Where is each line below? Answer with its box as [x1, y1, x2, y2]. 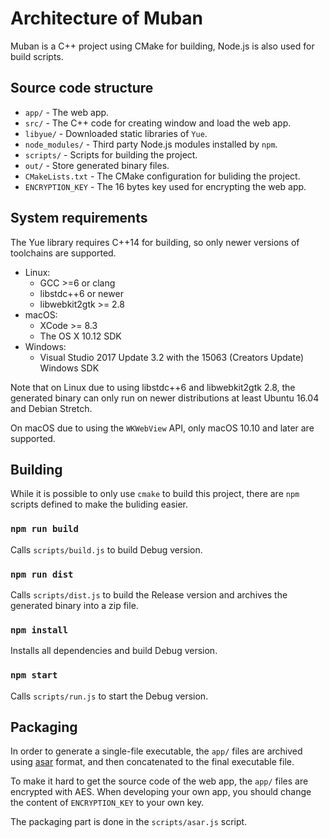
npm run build [10, 523, 79, 535]
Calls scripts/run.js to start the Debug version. [10, 690, 209, 702]
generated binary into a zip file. [10, 599, 139, 611]
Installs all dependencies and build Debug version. [10, 645, 218, 657]
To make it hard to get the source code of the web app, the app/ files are [10, 775, 309, 787]
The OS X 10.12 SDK [39, 330, 122, 342]
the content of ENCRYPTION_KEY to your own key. [10, 797, 205, 809]
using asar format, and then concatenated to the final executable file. [10, 756, 295, 768]
